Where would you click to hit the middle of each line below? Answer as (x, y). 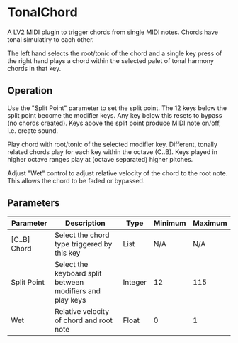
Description (85, 223)
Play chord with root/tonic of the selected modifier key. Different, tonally (113, 144)
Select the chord (82, 235)
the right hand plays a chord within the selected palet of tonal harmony (111, 60)
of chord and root (84, 320)
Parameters (34, 203)
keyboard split (78, 273)
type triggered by (83, 244)
